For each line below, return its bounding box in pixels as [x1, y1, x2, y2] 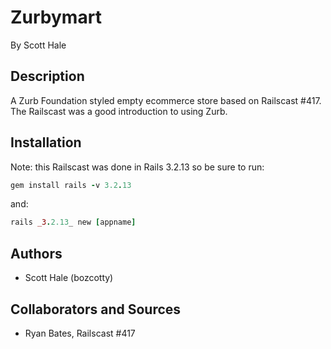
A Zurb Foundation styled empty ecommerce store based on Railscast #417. [10, 94, 322, 106]
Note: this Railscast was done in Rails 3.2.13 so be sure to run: [10, 161, 265, 173]
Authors [10, 245, 63, 262]
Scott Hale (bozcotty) [24, 272, 114, 284]
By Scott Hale [10, 39, 67, 51]
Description [10, 68, 85, 85]
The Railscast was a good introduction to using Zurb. [10, 105, 228, 117]
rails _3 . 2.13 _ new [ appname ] [10, 217, 137, 228]
